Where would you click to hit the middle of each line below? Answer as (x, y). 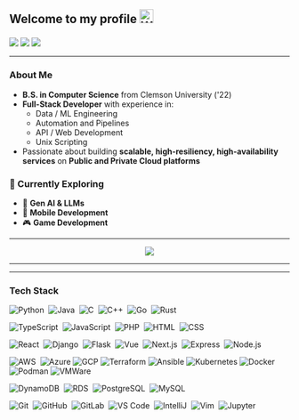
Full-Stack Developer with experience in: (98, 104)
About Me (31, 75)
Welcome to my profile (73, 19)
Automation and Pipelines (82, 123)
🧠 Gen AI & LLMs (53, 203)
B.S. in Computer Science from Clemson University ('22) (127, 94)
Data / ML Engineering (77, 113)
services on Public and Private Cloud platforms (111, 160)
